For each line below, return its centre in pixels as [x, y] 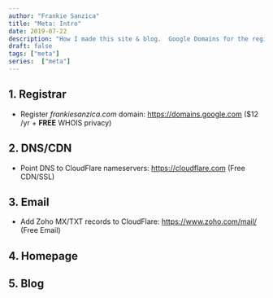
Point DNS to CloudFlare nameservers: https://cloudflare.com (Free [132, 168]
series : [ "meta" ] [39, 62]
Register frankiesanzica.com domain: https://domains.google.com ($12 [139, 114]
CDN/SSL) [37, 177]
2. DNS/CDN [40, 149]
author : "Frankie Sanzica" [54, 16]
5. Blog [26, 284]
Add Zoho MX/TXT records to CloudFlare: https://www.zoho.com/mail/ [139, 221]
